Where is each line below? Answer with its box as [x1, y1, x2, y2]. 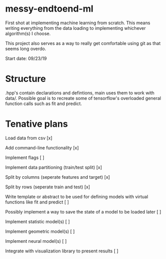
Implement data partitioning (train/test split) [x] [5, 164, 102, 170]
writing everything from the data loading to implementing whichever [5, 25, 146, 31]
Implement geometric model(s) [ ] [5, 228, 75, 234]
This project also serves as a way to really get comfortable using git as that [5, 40, 161, 46]
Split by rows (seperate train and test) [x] [5, 184, 91, 190]
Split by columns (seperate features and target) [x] [5, 174, 110, 180]
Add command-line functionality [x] [5, 144, 79, 150]
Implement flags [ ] [5, 154, 44, 161]
